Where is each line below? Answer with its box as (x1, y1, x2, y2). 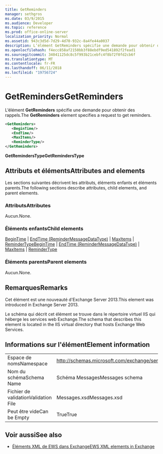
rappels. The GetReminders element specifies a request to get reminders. (5, 112, 152, 118)
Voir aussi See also (5, 431, 62, 439)
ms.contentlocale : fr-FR (5, 61, 55, 66)
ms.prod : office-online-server (5, 30, 68, 34)
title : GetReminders (5, 7, 47, 12)
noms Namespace (7, 360, 48, 367)
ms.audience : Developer (5, 20, 53, 26)
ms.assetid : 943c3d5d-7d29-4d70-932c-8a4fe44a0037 (5, 39, 110, 44)
